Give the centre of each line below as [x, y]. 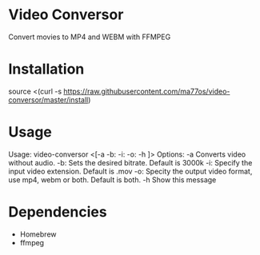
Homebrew [38, 234]
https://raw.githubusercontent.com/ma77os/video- [147, 91]
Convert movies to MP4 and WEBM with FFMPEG [90, 37]
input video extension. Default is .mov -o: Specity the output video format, [130, 171]
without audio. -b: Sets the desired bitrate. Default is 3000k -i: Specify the [130, 162]
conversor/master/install [48, 100]
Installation [46, 69]
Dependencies [58, 212]
